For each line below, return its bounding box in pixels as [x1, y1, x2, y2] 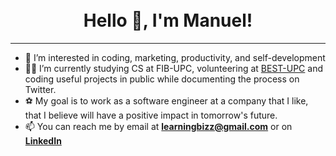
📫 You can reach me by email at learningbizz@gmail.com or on [24, 120, 293, 132]
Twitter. [24, 83, 57, 95]
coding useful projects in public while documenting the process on [24, 73, 300, 85]
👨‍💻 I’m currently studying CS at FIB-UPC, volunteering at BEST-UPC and [24, 62, 324, 74]
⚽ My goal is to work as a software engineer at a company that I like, [24, 94, 309, 107]
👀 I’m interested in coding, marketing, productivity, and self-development [24, 51, 326, 63]
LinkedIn [24, 134, 62, 147]
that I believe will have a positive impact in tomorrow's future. [24, 109, 278, 121]
